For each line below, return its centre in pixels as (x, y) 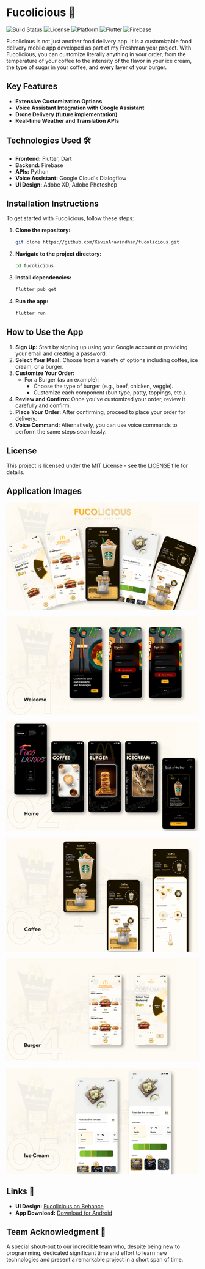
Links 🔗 (20, 1192)
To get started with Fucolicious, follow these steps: (70, 218)
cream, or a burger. (39, 366)
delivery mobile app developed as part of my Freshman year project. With (99, 48)
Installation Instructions (53, 203)
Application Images (44, 491)
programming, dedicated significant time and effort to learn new (87, 1253)
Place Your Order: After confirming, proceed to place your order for (100, 412)
